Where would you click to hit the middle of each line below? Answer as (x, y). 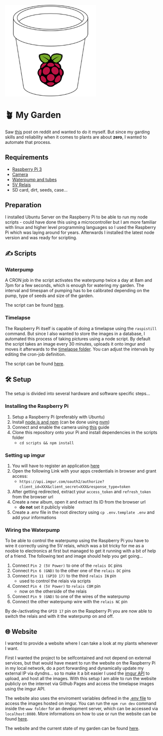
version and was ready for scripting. (41, 237)
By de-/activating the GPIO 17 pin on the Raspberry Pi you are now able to (79, 611)
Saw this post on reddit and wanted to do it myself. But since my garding (77, 132)
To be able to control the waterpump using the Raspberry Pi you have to (77, 541)
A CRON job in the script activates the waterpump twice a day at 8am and (79, 280)
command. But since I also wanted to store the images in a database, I (75, 333)
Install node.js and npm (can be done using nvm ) (61, 422)
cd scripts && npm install (47, 443)
